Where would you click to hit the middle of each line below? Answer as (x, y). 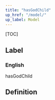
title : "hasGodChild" (28, 10)
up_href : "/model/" (26, 15)
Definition (21, 92)
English (15, 65)
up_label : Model (22, 19)
